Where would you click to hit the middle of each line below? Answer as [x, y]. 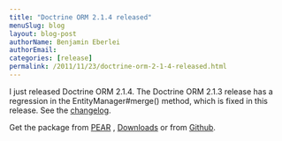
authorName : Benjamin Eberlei [65, 42]
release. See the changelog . [61, 110]
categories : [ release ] [51, 58]
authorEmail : [33, 50]
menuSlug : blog [37, 26]
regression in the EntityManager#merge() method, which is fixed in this [138, 100]
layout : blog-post [43, 33]
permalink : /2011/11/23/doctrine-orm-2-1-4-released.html [118, 67]
